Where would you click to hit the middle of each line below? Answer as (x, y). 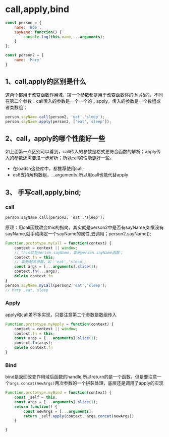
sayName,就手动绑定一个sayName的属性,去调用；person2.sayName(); (78, 233)
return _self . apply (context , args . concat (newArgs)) (79, 416)
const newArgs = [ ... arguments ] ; (59, 411)
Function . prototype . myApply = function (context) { (60, 324)
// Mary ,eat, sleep (27, 290)
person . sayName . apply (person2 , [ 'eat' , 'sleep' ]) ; (59, 121)
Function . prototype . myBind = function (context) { (59, 393)
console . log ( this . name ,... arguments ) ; (64, 37)
